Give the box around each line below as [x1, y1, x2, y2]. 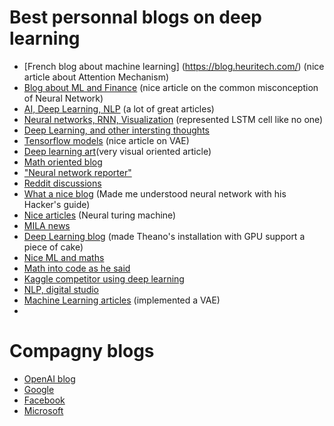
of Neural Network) [23, 92, 104, 104]
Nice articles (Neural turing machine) [23, 209, 177, 221]
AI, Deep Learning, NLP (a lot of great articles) [23, 102, 215, 115]
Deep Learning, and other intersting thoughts [23, 124, 210, 136]
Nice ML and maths [23, 251, 105, 263]
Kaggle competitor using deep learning [23, 272, 185, 285]
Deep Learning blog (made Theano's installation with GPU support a [23, 230, 306, 242]
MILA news [23, 219, 71, 231]
